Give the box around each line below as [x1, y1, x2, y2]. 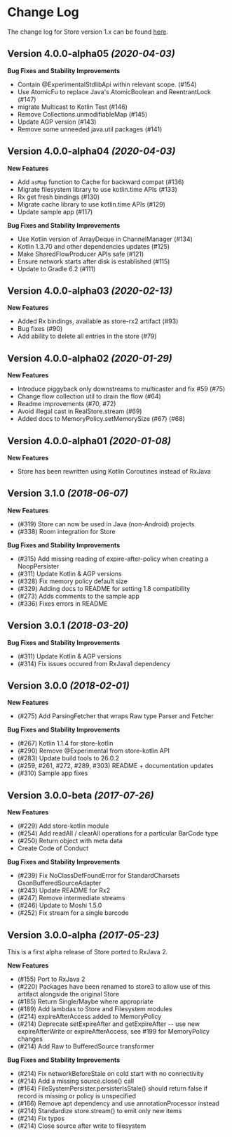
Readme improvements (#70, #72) [17, 400, 116, 408]
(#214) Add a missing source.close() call [17, 1077, 135, 1086]
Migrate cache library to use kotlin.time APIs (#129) [17, 200, 166, 208]
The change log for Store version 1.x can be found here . [7, 27, 168, 36]
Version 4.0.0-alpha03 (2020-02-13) [7, 285, 173, 297]
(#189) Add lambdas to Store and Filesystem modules [17, 1005, 172, 1013]
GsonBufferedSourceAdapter [17, 879, 102, 888]
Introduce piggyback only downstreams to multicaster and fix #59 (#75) [17, 384, 226, 394]
